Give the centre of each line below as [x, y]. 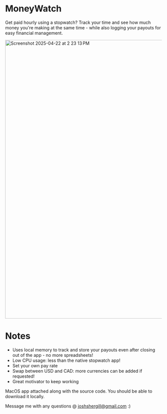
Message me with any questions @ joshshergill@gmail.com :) [68, 406]
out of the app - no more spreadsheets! [53, 355]
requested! [23, 376]
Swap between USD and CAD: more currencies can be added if [77, 371]
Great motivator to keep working [45, 381]
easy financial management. [34, 33]
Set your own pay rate [35, 365]
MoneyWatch [34, 9]
